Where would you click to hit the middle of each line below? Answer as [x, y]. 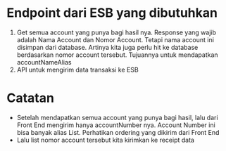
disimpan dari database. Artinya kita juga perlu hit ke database [107, 47]
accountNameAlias [44, 62]
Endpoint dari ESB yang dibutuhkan [112, 13]
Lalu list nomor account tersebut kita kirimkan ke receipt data [106, 140]
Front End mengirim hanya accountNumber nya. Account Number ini [116, 125]
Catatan [30, 98]
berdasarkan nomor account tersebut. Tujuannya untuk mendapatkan [118, 55]
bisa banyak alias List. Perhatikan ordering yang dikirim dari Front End [118, 132]
